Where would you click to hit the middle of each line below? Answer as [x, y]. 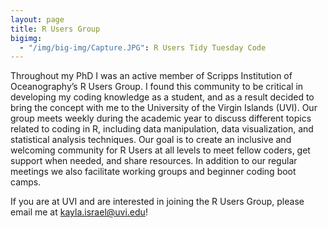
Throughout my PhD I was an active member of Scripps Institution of [151, 76]
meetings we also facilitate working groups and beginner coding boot [153, 172]
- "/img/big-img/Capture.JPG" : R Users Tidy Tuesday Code [143, 47]
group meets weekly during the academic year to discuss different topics [161, 118]
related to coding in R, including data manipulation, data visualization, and [162, 129]
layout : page [37, 19]
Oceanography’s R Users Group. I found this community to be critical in [157, 87]
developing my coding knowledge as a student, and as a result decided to [162, 97]
